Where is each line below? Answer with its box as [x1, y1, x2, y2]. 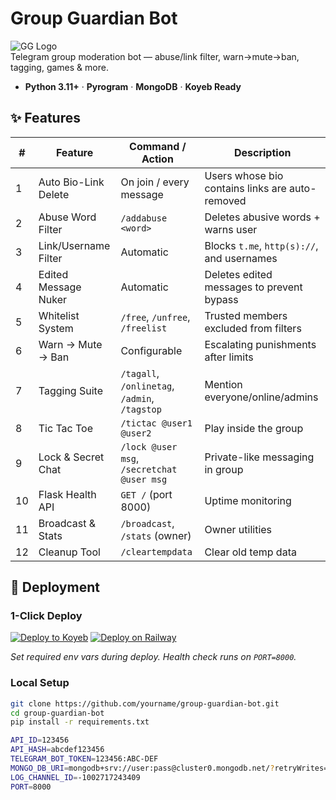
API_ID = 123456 [10, 735, 70, 746]
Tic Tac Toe [38, 421, 93, 435]
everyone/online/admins [204, 390, 319, 404]
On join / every [120, 175, 190, 189]
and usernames [204, 251, 278, 265]
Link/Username [38, 238, 111, 252]
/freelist [120, 322, 168, 334]
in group [204, 462, 244, 476]
